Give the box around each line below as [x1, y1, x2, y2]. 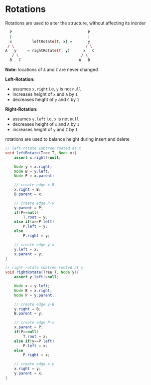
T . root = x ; [23, 334, 48, 339]
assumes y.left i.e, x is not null [12, 116, 79, 122]
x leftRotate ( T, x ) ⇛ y [9, 39, 91, 44]
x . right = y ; [14, 366, 41, 372]
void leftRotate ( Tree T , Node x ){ [5, 150, 77, 155]
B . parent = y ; [14, 311, 43, 316]
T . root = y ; [23, 215, 48, 220]
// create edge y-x [14, 242, 55, 247]
